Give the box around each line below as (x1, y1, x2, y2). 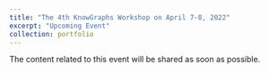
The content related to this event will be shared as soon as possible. (9, 54, 261, 65)
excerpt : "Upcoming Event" (9, 21, 110, 30)
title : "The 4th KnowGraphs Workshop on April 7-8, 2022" (9, 12, 230, 22)
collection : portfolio (9, 29, 94, 38)
